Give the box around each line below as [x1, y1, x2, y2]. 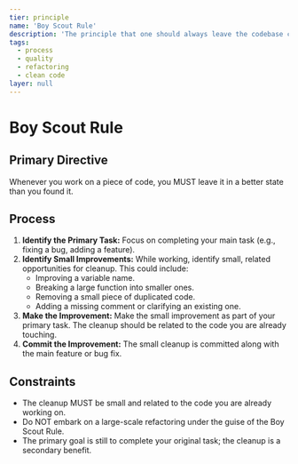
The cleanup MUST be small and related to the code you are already [21, 397, 272, 409]
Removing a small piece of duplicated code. [35, 292, 196, 302]
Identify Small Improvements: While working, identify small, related [21, 254, 271, 265]
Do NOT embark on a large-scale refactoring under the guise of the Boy [21, 417, 286, 428]
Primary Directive [9, 153, 108, 168]
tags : [9, 37, 29, 47]
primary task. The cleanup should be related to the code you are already [21, 320, 286, 331]
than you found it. [9, 186, 74, 196]
